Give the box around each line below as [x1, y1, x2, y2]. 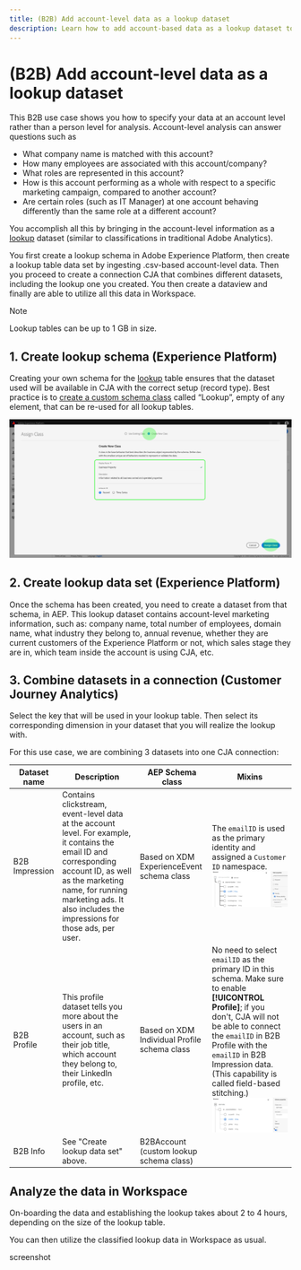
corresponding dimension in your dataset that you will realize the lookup [9, 720, 276, 731]
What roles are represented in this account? [21, 168, 185, 178]
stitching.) [211, 1088, 249, 1099]
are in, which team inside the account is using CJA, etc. [9, 647, 214, 657]
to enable [211, 983, 246, 994]
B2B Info [13, 1145, 46, 1156]
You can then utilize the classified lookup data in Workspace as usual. [9, 1234, 267, 1246]
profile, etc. [62, 1077, 105, 1088]
